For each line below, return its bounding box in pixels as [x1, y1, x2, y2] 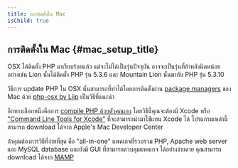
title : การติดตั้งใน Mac [7, 10, 66, 18]
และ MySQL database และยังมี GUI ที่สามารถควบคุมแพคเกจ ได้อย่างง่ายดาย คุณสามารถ [7, 145, 222, 154]
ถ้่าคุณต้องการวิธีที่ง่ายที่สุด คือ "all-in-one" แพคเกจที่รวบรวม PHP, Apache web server [7, 137, 228, 146]
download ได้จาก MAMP [7, 153, 75, 162]
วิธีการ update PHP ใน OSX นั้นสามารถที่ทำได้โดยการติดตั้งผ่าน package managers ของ [7, 85, 232, 93]
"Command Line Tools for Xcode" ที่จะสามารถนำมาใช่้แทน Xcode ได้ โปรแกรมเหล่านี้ [7, 115, 229, 123]
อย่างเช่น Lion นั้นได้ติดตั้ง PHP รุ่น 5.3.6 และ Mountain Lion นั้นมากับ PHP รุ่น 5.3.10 [7, 70, 225, 79]
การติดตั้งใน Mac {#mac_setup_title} [7, 43, 159, 56]
